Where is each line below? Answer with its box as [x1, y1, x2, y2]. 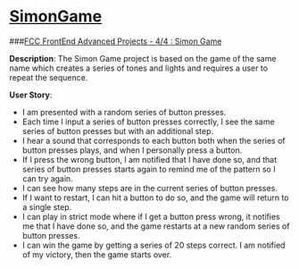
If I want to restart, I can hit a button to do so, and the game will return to [21, 192, 289, 203]
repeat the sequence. [9, 71, 88, 82]
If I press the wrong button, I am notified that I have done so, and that [21, 154, 278, 164]
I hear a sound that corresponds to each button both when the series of [21, 135, 286, 146]
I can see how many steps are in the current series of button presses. [21, 182, 278, 193]
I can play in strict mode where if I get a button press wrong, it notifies [21, 211, 280, 222]
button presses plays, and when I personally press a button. [21, 145, 243, 156]
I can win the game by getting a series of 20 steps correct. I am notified [21, 240, 286, 250]
